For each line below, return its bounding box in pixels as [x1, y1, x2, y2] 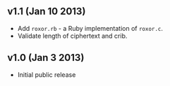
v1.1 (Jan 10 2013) [7, 6, 86, 17]
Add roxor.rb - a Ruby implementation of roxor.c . [17, 24, 164, 32]
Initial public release [17, 70, 76, 79]
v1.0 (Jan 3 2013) [7, 52, 85, 64]
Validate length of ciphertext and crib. [17, 31, 128, 40]
